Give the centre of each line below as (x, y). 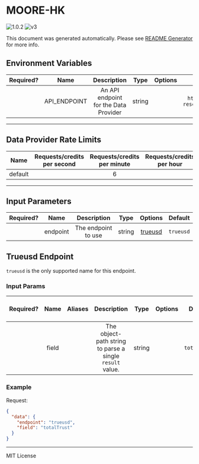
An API (110, 90)
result (111, 363)
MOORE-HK (36, 10)
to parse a (111, 349)
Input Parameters (39, 201)
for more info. (23, 45)
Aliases (78, 309)
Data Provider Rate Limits (54, 140)
